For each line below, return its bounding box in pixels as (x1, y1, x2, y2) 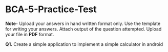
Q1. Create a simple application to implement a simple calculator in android (5, 41, 163, 47)
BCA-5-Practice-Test (5, 4, 97, 15)
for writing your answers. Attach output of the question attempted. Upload (5, 25, 162, 32)
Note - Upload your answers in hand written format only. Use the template (5, 20, 161, 27)
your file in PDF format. (5, 31, 54, 37)
